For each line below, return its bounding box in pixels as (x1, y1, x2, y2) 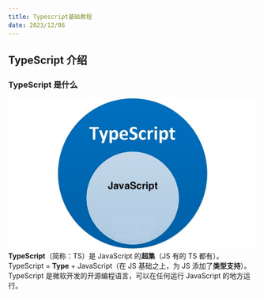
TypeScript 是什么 (8, 79, 78, 90)
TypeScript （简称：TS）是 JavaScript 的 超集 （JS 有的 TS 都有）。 (8, 250, 224, 261)
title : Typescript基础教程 (8, 13, 92, 21)
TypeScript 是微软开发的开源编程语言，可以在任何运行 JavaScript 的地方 (8, 270, 243, 281)
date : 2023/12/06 (8, 21, 66, 29)
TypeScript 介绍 (8, 53, 88, 67)
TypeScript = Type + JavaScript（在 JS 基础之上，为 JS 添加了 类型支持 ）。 (8, 261, 251, 270)
